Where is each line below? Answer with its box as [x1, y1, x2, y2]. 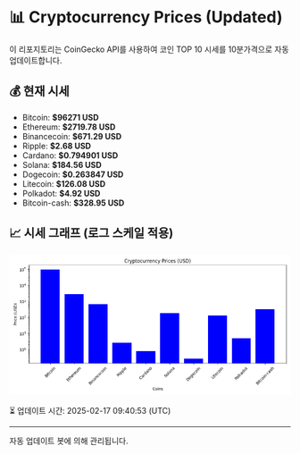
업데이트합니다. [9, 55, 62, 65]
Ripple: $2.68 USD [21, 140, 92, 151]
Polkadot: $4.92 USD [21, 188, 101, 198]
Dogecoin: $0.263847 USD [21, 169, 124, 180]
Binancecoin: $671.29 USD [21, 130, 122, 141]
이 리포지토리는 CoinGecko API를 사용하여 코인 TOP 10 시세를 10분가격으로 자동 [9, 44, 289, 55]
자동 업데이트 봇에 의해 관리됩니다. [9, 435, 129, 446]
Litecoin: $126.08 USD [21, 178, 106, 189]
